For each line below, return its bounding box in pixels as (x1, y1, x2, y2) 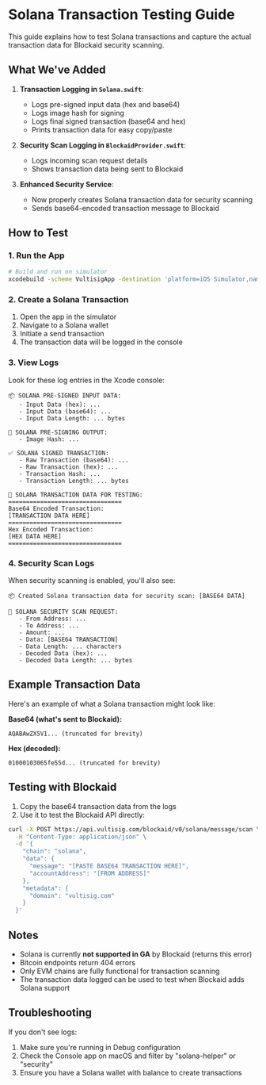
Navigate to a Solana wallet (19, 320, 109, 330)
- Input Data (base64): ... (18, 407, 112, 416)
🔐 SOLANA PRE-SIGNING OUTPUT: (8, 428, 108, 436)
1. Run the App (8, 250, 65, 261)
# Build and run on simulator (8, 268, 108, 276)
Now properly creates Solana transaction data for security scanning (31, 194, 253, 204)
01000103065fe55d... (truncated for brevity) (8, 759, 161, 767)
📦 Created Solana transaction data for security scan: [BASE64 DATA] (8, 592, 245, 600)
